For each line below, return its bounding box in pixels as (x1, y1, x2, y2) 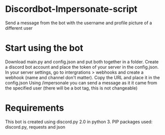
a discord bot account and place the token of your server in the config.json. (5, 64, 159, 70)
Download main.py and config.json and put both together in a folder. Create (5, 58, 159, 65)
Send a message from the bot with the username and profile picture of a (5, 20, 152, 26)
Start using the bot (5, 43, 83, 54)
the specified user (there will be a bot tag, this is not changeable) (5, 85, 138, 91)
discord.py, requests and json (5, 124, 66, 130)
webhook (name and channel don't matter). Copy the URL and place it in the (5, 74, 160, 80)
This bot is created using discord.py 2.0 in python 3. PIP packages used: (5, 119, 153, 125)
